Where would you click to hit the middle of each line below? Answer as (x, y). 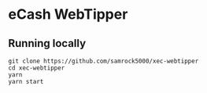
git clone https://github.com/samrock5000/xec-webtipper (103, 61)
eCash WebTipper (68, 14)
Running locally (47, 43)
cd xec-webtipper (37, 68)
